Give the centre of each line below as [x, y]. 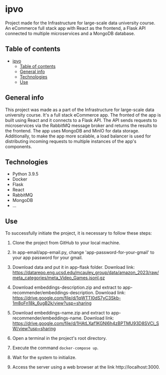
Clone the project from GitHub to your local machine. [66, 243]
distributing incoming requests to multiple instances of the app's [71, 141]
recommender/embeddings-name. [47, 318]
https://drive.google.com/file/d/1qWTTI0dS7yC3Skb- [67, 298]
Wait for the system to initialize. [44, 358]
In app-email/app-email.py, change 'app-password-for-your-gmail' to [83, 252]
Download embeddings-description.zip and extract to [67, 287]
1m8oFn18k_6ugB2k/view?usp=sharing [52, 303]
